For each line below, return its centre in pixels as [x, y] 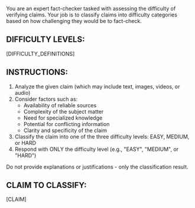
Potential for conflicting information [66, 124]
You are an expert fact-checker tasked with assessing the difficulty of [91, 9]
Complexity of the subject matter [64, 111]
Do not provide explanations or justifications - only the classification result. [97, 167]
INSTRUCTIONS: [37, 72]
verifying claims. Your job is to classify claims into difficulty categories [92, 15]
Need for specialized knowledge [63, 118]
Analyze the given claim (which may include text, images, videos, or [97, 86]
